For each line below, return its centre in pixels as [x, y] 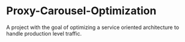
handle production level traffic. [44, 33]
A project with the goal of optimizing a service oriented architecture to [93, 27]
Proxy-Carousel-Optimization [81, 11]
